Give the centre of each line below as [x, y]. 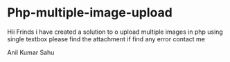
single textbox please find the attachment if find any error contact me [106, 39]
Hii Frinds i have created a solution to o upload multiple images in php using [115, 32]
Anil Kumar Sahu [31, 52]
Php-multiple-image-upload [90, 13]
